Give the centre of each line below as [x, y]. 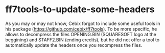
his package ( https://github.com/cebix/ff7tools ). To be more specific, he [81, 29]
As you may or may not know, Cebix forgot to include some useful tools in [83, 23]
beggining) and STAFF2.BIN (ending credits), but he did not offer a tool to [82, 40]
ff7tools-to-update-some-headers [80, 9]
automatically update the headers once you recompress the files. [74, 45]
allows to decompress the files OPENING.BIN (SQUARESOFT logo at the [81, 34]
